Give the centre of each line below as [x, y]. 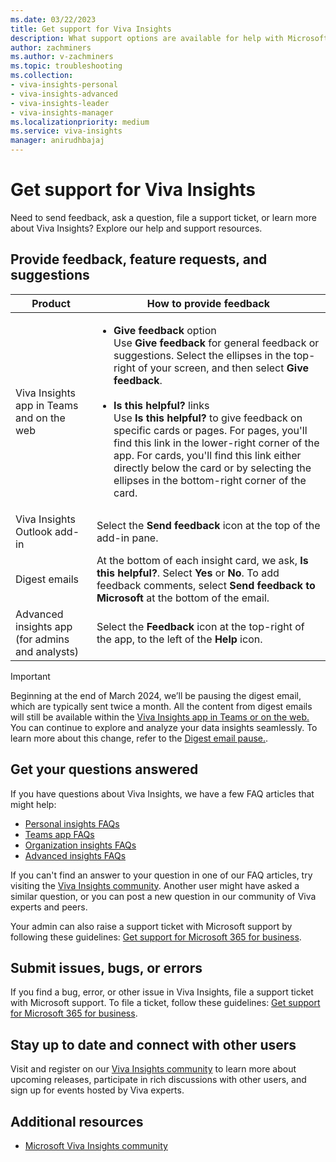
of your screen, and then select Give [223, 368]
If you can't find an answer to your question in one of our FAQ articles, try [161, 875]
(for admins [42, 639]
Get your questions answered [104, 769]
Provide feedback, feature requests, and [139, 259]
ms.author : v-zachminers [62, 57]
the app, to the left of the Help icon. [179, 639]
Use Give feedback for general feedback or [216, 343]
